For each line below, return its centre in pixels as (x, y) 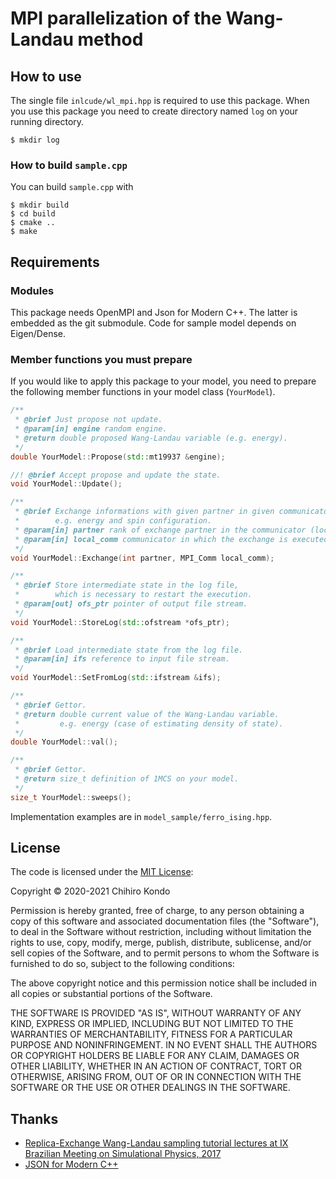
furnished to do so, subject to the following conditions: (122, 964)
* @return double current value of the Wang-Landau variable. (147, 714)
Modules (32, 290)
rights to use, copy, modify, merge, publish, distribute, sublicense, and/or (161, 943)
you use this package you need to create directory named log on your (154, 111)
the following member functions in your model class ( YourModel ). (143, 392)
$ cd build (33, 214)
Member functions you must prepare (101, 359)
